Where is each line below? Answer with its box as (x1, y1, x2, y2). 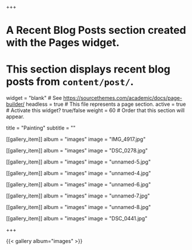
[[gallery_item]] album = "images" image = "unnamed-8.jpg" (6, 204, 151, 211)
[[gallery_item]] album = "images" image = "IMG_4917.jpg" (6, 136, 146, 143)
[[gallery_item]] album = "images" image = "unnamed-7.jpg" (6, 192, 151, 199)
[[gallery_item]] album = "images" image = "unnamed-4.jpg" (6, 170, 151, 177)
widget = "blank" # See (6, 95, 62, 102)
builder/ (6, 100, 25, 108)
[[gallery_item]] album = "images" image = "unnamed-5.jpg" (6, 158, 151, 165)
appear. (6, 113, 25, 120)
